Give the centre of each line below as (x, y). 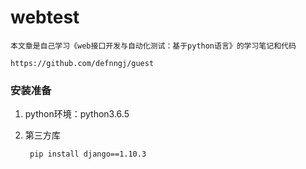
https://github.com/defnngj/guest (82, 63)
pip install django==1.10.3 (88, 154)
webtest (45, 17)
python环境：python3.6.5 (77, 114)
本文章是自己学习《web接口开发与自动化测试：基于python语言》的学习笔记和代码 (153, 46)
